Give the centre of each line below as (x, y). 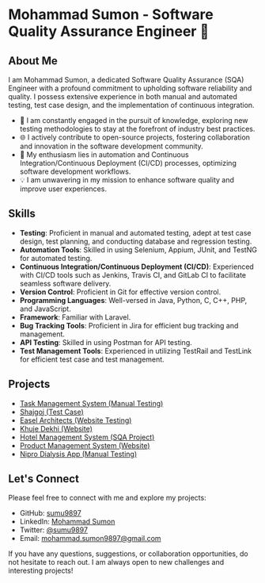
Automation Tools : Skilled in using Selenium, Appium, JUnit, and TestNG (138, 249)
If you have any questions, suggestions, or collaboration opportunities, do (128, 554)
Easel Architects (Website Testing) (76, 420)
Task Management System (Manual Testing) (91, 403)
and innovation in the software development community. (111, 146)
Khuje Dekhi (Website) (56, 428)
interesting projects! (41, 571)
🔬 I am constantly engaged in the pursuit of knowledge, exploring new (134, 120)
